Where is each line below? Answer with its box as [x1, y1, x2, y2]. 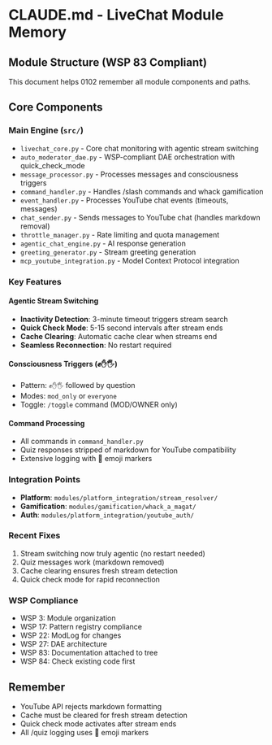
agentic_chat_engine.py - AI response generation [19, 238, 187, 248]
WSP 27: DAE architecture [19, 639, 108, 649]
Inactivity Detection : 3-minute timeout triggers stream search [19, 314, 229, 324]
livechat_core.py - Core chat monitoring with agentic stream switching [19, 143, 259, 153]
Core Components [8, 100, 103, 115]
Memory [8, 23, 67, 41]
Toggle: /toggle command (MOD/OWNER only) [19, 400, 179, 410]
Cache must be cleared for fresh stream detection [19, 710, 188, 720]
